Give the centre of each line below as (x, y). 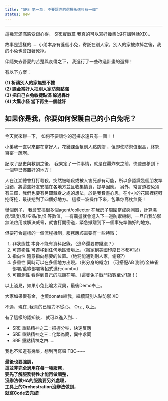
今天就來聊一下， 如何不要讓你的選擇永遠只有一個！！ (60, 136)
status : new (17, 14)
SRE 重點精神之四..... (33, 341)
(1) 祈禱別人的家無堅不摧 (30, 82)
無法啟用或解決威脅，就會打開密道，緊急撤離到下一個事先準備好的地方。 (79, 222)
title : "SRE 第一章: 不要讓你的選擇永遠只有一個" (52, 10)
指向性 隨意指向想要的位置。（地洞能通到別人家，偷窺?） (70, 256)
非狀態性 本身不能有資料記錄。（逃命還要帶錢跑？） (64, 244)
